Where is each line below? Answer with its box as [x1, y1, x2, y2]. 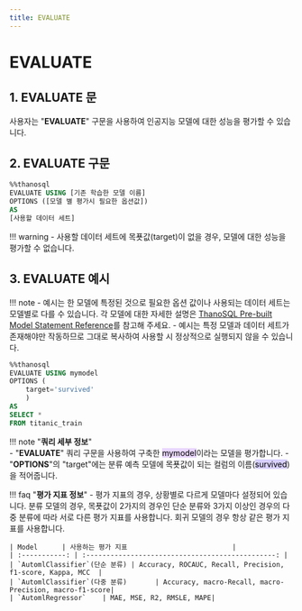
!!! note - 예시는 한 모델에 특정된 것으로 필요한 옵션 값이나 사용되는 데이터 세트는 [9, 296, 291, 307]
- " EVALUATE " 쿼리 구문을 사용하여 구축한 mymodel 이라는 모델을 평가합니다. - [9, 447, 289, 458]
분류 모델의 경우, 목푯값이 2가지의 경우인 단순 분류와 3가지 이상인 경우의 [28, 500, 281, 511]
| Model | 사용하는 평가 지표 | [9, 543, 237, 552]
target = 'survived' [25, 385, 95, 395]
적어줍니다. [18, 470, 59, 480]
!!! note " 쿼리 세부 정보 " [9, 436, 93, 447]
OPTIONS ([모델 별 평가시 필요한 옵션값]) [9, 197, 149, 206]
